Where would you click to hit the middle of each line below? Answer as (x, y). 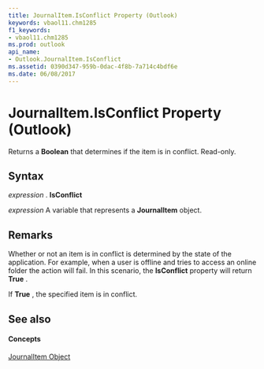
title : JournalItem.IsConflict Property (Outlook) (93, 15)
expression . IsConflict (45, 195)
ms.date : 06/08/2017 (42, 74)
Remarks (31, 235)
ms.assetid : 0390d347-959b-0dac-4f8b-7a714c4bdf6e (93, 67)
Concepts (24, 339)
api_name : (24, 52)
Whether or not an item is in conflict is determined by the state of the (120, 254)
